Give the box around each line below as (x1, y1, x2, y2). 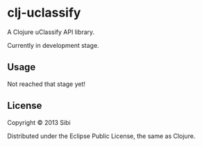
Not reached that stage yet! (7, 80, 85, 88)
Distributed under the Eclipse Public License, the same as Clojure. (7, 132, 196, 140)
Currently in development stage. (7, 41, 99, 49)
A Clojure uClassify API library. (7, 28, 95, 36)
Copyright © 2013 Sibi (7, 118, 71, 126)
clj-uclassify (7, 5, 81, 21)
